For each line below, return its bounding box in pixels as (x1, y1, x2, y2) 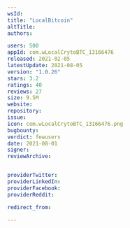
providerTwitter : (7, 172, 58, 179)
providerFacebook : (7, 185, 61, 192)
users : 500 (7, 43, 39, 50)
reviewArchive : (7, 153, 52, 160)
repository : (7, 108, 42, 115)
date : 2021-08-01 (7, 140, 58, 147)
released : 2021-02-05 (7, 55, 71, 63)
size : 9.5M (7, 94, 39, 101)
